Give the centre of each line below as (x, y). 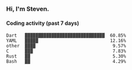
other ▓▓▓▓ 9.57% (66, 46)
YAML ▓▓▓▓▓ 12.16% (66, 41)
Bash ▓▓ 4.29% (66, 62)
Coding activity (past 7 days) (43, 23)
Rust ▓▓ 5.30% (66, 56)
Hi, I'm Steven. (28, 9)
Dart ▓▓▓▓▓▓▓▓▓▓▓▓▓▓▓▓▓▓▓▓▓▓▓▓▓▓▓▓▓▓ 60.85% (66, 36)
